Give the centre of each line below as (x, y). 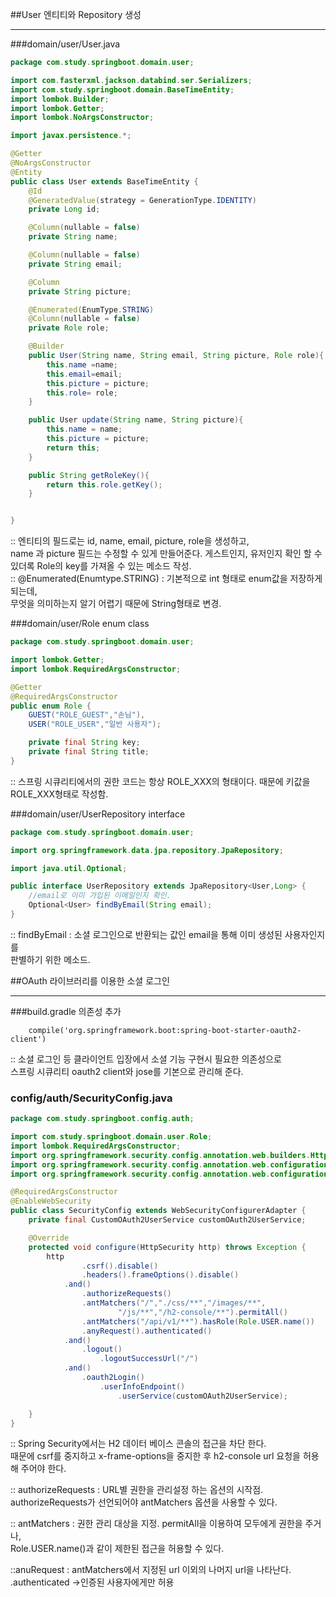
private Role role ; (69, 328)
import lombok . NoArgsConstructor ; (82, 118)
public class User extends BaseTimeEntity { (104, 181)
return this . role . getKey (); (104, 484)
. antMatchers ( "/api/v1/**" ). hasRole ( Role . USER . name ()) (198, 1321)
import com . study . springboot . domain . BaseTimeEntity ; (122, 89)
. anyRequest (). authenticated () (147, 1331)
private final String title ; (89, 752)
